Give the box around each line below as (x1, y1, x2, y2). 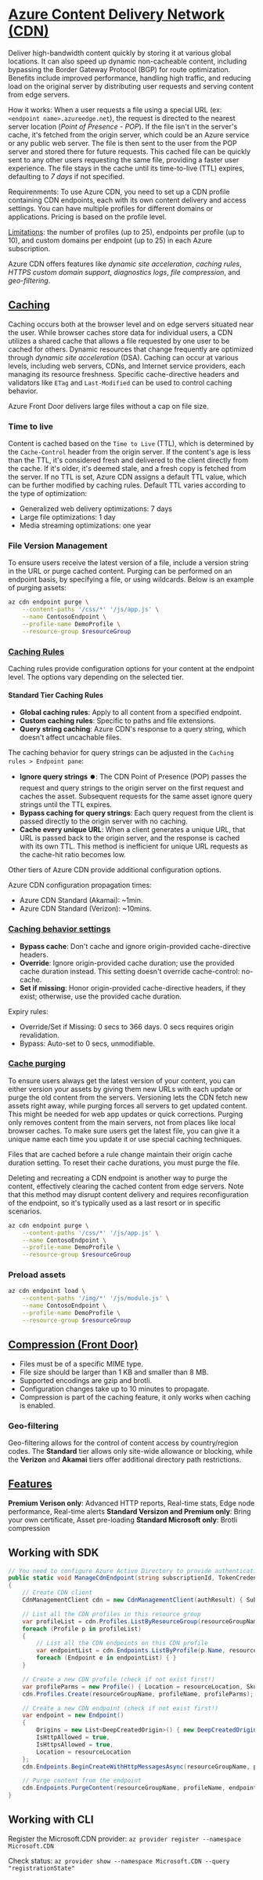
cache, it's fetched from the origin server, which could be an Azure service (8, 130, 250, 139)
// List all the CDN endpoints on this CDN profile (36, 1639, 209, 1648)
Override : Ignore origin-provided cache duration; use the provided (19, 958, 235, 967)
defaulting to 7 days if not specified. (8, 171, 125, 181)
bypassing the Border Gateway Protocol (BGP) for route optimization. (8, 64, 231, 74)
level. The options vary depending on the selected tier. (8, 673, 184, 682)
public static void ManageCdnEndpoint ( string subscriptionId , (8, 1574, 215, 1582)
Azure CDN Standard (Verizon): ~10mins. (19, 904, 152, 914)
